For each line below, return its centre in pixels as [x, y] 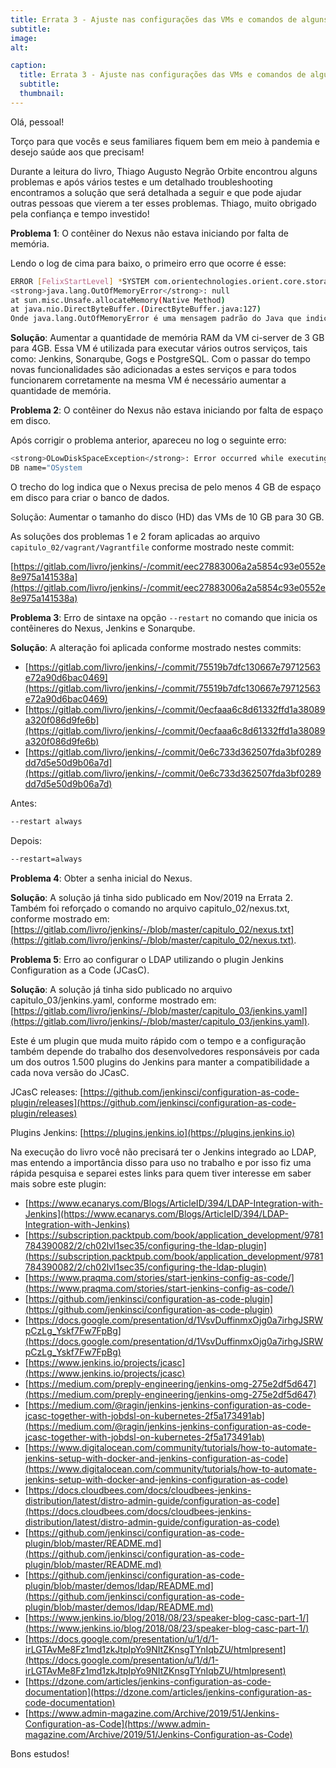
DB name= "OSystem [46, 468]
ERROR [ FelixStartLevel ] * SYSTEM [80, 281]
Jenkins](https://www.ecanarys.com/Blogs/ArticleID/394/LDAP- [156, 1213]
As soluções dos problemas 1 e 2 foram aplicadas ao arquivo [135, 536]
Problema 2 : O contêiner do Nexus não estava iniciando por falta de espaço [167, 410]
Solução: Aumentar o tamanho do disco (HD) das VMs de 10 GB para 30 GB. [167, 517]
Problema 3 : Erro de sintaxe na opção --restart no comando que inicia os [164, 617]
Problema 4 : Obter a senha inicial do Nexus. [101, 878]
